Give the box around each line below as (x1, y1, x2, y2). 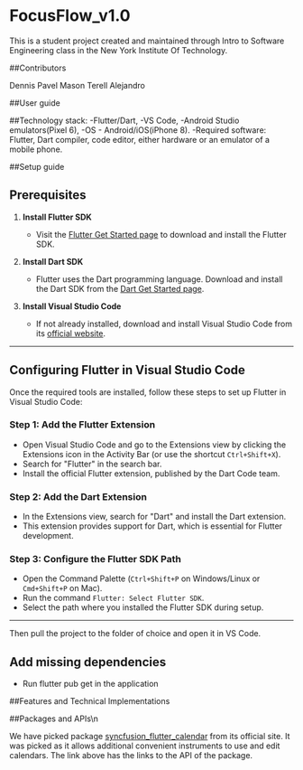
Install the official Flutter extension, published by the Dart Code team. (22, 467, 280, 479)
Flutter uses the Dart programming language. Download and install (35, 273, 283, 285)
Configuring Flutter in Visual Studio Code (9, 362, 246, 378)
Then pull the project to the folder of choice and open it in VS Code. (9, 628, 262, 639)
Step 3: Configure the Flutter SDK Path (9, 553, 182, 566)
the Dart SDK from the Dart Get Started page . (35, 283, 205, 294)
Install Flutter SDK (22, 211, 92, 222)
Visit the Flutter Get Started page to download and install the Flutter (35, 229, 287, 239)
